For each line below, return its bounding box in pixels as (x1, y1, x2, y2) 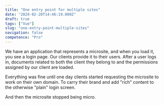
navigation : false (5, 30, 43, 35)
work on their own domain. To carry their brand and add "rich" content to (5, 79, 154, 85)
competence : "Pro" (5, 35, 43, 40)
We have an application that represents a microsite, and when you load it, (5, 48, 155, 54)
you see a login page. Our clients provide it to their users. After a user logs (5, 53, 157, 59)
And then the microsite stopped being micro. (5, 94, 96, 100)
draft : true (5, 16, 30, 21)
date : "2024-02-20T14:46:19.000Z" (5, 12, 77, 17)
